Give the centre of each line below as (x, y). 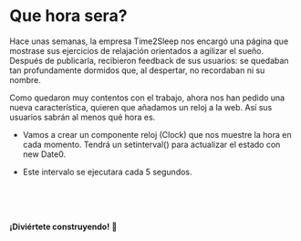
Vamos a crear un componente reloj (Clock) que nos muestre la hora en (157, 134)
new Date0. (44, 154)
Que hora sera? (68, 16)
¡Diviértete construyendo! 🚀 (63, 226)
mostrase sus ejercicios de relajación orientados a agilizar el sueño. (137, 50)
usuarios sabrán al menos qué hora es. (83, 117)
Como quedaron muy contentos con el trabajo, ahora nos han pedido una (147, 98)
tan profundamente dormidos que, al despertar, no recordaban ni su (137, 70)
